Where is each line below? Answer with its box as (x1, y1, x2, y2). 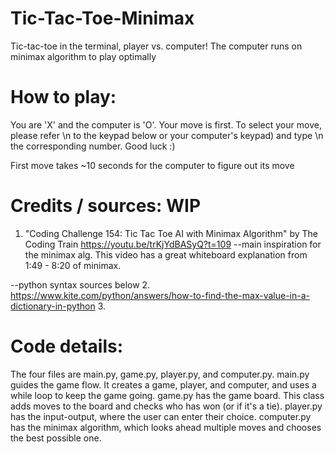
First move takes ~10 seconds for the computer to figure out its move (10, 159, 295, 171)
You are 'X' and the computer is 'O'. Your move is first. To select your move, (10, 118, 322, 131)
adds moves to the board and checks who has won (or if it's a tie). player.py (10, 400, 323, 412)
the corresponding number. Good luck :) (10, 140, 176, 152)
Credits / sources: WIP (10, 195, 202, 217)
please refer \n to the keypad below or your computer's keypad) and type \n (10, 129, 324, 141)
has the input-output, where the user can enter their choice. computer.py (10, 410, 312, 422)
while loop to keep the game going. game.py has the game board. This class (10, 389, 325, 401)
